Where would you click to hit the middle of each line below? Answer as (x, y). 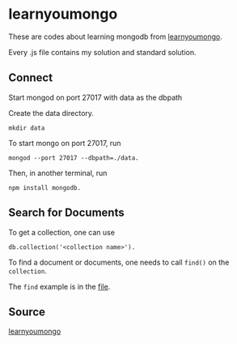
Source (27, 312)
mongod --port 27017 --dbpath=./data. (74, 158)
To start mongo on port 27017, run (65, 143)
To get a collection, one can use (62, 232)
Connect (31, 78)
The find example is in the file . (59, 286)
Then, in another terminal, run (58, 173)
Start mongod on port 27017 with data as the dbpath (95, 97)
